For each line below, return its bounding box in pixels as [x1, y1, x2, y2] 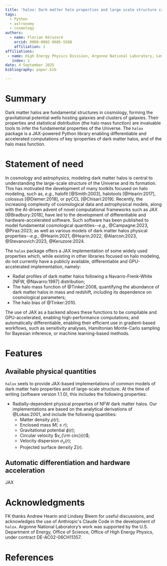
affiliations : [5, 49, 35, 54]
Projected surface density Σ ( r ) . [19, 444, 83, 450]
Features [5, 348, 43, 359]
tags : [5, 12, 16, 17]
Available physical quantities [5, 367, 96, 376]
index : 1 [11, 58, 30, 63]
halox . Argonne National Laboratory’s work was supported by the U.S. [5, 524, 148, 530]
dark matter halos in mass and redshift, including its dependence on [12, 289, 152, 295]
